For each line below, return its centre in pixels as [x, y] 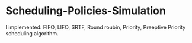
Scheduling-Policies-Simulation [86, 11]
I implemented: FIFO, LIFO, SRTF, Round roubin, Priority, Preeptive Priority [96, 27]
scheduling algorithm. [32, 33]
